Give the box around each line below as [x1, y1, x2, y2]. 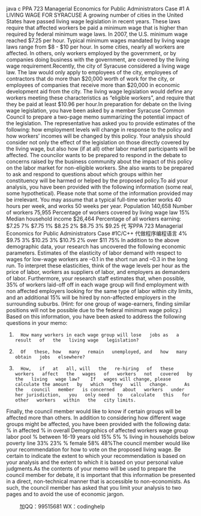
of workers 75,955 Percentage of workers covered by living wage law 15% [6, 209, 190, 216]
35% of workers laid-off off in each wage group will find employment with [6, 281, 189, 288]
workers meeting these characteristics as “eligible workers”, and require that [6, 94, 195, 101]
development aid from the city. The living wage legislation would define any [6, 88, 193, 95]
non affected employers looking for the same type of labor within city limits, [6, 288, 193, 294]
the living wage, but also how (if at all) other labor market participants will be [6, 145, 196, 152]
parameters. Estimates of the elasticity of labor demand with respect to [6, 249, 182, 257]
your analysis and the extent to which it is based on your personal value [6, 458, 184, 466]
